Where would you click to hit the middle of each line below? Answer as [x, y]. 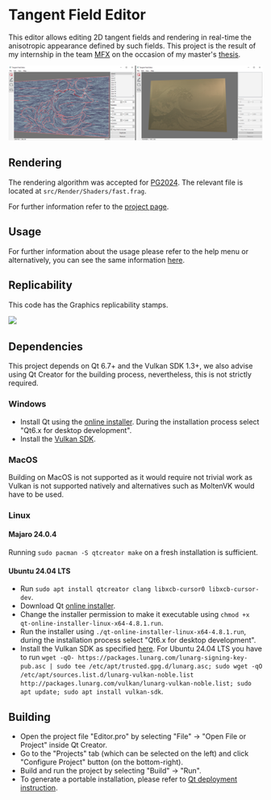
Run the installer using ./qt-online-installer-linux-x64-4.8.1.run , [133, 631]
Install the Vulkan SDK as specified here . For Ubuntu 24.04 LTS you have [141, 649]
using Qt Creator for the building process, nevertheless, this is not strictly [130, 375]
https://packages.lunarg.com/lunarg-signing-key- [163, 658]
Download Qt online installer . [68, 606]
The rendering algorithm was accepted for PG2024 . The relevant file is [126, 182]
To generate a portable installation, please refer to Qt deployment [129, 779]
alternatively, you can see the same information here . [97, 260]
